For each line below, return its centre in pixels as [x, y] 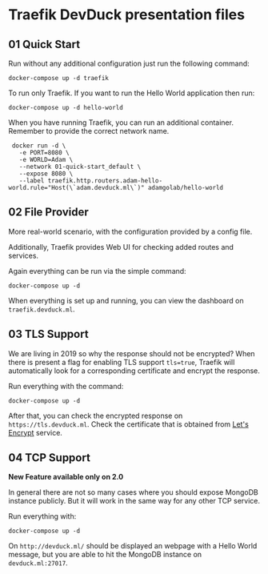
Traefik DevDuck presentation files [127, 15]
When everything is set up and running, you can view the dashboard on [126, 300]
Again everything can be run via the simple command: [97, 271]
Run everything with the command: [66, 386]
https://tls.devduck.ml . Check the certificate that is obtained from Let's [129, 424]
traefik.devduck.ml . [42, 309]
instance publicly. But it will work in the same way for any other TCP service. [134, 501]
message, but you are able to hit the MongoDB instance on [105, 555]
